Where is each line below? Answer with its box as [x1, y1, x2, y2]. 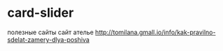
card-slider [7, 5, 74, 21]
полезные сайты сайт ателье [7, 28, 94, 36]
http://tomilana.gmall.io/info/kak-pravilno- [95, 28, 216, 36]
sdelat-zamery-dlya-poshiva [7, 35, 90, 43]
